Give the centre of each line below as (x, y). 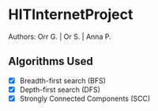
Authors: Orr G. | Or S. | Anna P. (60, 36)
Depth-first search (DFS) (60, 90)
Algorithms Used (51, 61)
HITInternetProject (71, 15)
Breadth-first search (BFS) (63, 80)
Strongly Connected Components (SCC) (85, 98)
